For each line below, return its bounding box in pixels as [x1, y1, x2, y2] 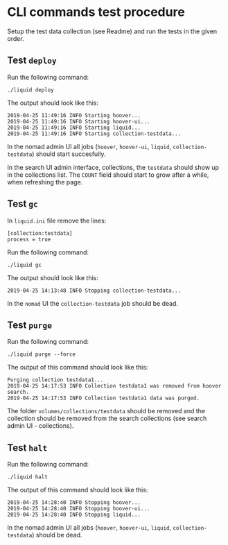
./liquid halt [7, 474, 49, 481]
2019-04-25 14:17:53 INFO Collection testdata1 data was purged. [7, 395, 200, 402]
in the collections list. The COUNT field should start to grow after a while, [7, 171, 209, 179]
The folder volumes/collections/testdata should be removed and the [7, 407, 206, 415]
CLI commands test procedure [7, 4, 185, 20]
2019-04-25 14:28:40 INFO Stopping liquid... [7, 511, 141, 519]
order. [7, 34, 24, 42]
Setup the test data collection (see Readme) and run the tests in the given [7, 27, 218, 35]
